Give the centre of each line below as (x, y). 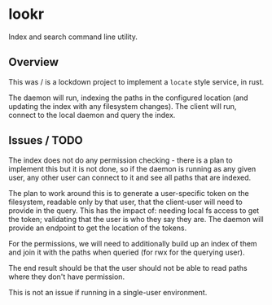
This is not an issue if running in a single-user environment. (108, 292)
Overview (34, 62)
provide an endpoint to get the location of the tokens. (98, 228)
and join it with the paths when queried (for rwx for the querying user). (127, 252)
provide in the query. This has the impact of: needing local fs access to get (134, 210)
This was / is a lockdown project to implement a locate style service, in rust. (136, 81)
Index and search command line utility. (73, 37)
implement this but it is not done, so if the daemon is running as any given (132, 168)
